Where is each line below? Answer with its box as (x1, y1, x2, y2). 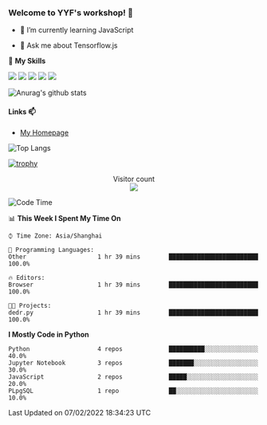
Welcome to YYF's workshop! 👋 (8, 7, 134, 18)
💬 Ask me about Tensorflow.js (19, 41, 118, 50)
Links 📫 (8, 107, 36, 116)
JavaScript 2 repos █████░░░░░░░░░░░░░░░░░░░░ (8, 372, 259, 381)
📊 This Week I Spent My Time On (8, 213, 121, 222)
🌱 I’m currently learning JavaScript (19, 26, 134, 35)
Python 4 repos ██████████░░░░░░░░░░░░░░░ (8, 344, 259, 353)
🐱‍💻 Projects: (8, 301, 52, 309)
